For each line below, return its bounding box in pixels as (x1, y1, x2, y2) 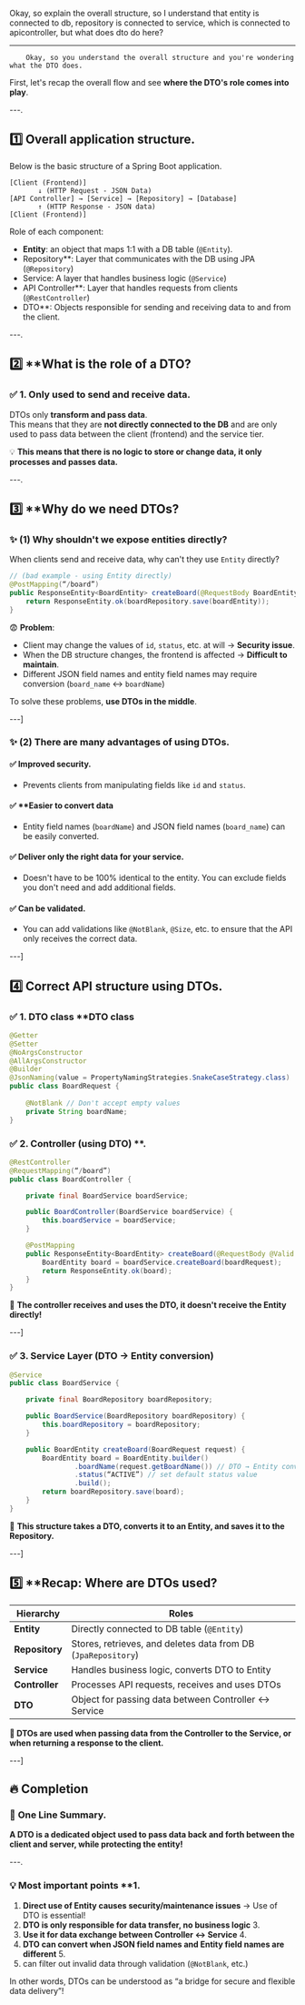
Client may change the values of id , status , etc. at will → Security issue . (22, 639, 295, 650)
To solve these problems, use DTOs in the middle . (9, 695, 197, 706)
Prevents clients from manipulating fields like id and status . (22, 779, 247, 790)
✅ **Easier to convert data (9, 800, 114, 811)
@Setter (9, 1039, 39, 1048)
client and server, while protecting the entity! (9, 1838, 183, 1850)
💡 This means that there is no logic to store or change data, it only (9, 446, 262, 457)
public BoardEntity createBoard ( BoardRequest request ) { (25, 1444, 246, 1454)
